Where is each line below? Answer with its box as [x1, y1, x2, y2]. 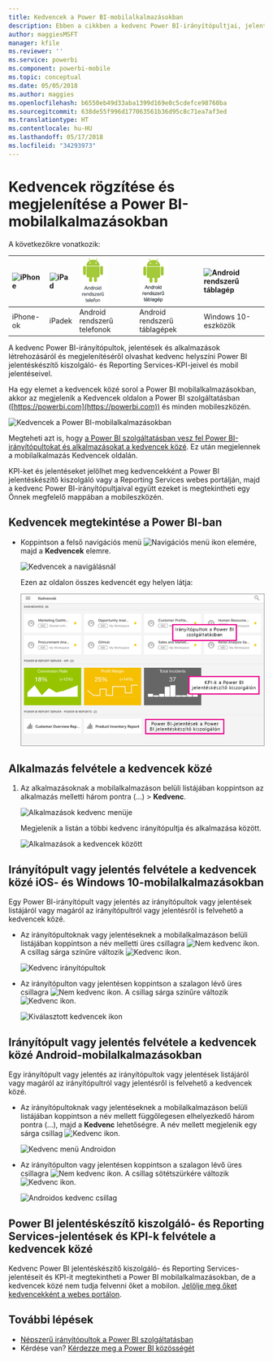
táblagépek [139, 325, 177, 335]
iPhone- [11, 311, 41, 321]
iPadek [49, 316, 73, 326]
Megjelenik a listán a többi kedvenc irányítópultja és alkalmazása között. [19, 823, 262, 833]
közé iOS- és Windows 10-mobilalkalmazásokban [8, 875, 264, 889]
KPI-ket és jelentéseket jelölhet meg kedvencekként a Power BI [8, 466, 219, 475]
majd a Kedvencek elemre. [19, 545, 111, 556]
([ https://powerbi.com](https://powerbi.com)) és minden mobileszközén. [8, 401, 252, 411]
